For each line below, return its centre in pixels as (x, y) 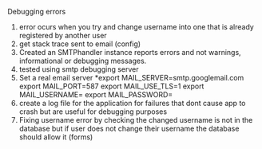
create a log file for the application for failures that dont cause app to (132, 103)
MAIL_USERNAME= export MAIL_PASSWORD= (96, 94)
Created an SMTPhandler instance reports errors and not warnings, (130, 52)
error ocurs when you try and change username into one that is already (137, 27)
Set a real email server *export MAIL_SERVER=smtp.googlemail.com (131, 78)
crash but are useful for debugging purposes (93, 112)
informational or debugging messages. (83, 61)
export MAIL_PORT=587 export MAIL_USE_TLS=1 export (111, 86)
